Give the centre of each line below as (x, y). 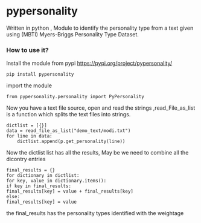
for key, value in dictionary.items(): (56, 181)
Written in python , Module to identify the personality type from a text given (100, 28)
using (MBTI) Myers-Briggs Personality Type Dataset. (72, 34)
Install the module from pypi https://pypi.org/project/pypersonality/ (89, 63)
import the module (29, 85)
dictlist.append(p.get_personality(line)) (71, 141)
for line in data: (29, 136)
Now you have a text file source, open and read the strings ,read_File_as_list (101, 108)
